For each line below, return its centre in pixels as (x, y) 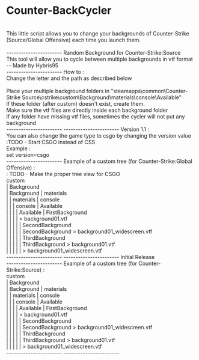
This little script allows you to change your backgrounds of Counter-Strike (98, 33)
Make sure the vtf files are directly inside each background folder (87, 110)
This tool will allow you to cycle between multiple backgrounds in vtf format (100, 59)
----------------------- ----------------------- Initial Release (81, 257)
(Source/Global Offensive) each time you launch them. (74, 40)
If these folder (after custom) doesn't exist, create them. (76, 103)
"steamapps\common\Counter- (149, 91)
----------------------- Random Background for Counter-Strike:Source (93, 52)
